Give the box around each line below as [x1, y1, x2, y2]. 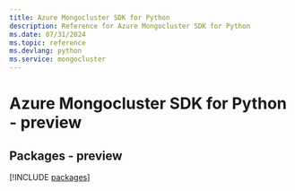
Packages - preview [9, 148, 123, 163]
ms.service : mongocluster [9, 55, 106, 64]
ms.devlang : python [9, 47, 82, 56]
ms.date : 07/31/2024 [9, 30, 87, 39]
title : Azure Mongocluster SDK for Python [9, 13, 170, 22]
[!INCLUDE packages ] [9, 172, 91, 182]
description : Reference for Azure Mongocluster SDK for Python [9, 22, 251, 30]
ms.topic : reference [9, 38, 87, 48]
